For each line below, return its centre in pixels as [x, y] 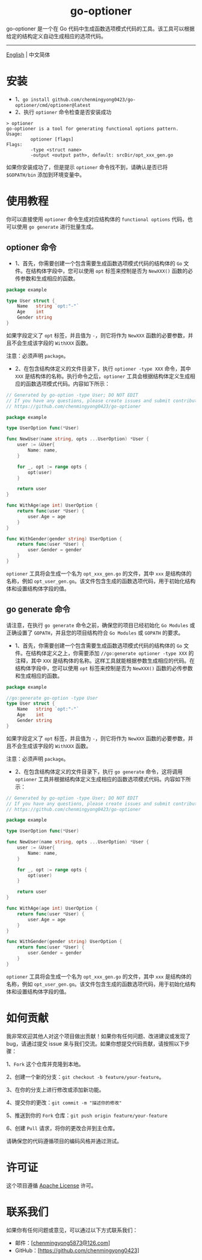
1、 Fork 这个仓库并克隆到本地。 [45, 1064]
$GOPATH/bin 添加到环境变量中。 [46, 174]
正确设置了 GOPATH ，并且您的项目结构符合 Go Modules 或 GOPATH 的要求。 [95, 633]
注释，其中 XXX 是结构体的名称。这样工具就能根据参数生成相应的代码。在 [105, 660]
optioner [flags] [52, 139]
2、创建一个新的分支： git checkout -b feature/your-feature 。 [85, 1076]
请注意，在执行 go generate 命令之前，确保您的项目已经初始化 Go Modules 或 [101, 625]
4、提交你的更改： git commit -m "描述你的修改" [64, 1102]
